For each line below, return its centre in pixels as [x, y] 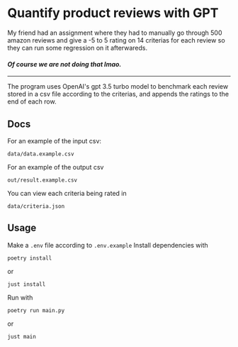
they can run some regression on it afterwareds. [78, 48]
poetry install [30, 258]
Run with [20, 297]
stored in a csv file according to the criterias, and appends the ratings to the [118, 94]
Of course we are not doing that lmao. [64, 64]
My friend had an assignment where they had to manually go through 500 [115, 33]
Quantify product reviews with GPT [113, 13]
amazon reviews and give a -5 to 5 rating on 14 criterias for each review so [116, 40]
